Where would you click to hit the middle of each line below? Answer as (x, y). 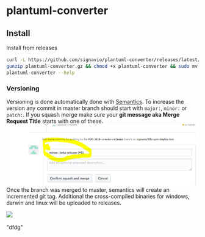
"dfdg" (15, 227)
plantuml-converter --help (41, 73)
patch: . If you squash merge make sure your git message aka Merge (93, 114)
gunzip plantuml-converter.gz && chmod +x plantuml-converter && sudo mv (102, 66)
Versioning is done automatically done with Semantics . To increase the (95, 101)
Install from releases (32, 48)
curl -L (16, 60)
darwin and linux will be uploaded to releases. (64, 203)
